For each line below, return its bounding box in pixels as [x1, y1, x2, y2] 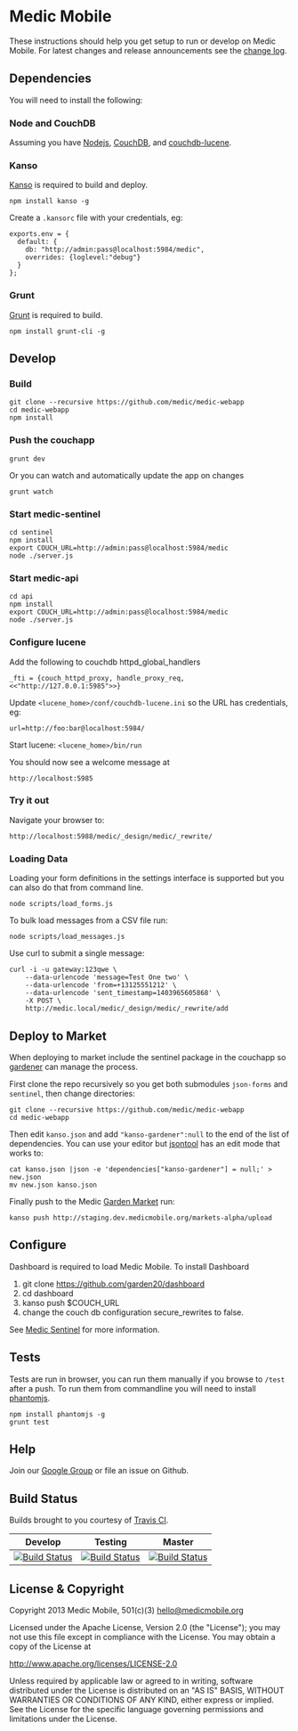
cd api [9, 592, 34, 601]
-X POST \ [25, 996, 62, 1006]
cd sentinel [9, 527, 53, 536]
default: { [17, 238, 58, 247]
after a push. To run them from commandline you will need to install [9, 1383, 256, 1393]
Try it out [9, 795, 50, 807]
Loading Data [9, 853, 68, 865]
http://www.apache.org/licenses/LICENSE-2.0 [9, 1658, 178, 1669]
